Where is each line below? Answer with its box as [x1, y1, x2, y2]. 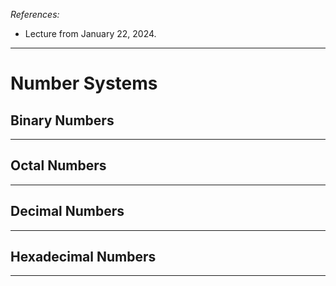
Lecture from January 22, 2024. [24, 28, 157, 39]
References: [10, 9, 60, 20]
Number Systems [10, 72, 158, 95]
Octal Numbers [10, 157, 107, 174]
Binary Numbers [10, 112, 115, 129]
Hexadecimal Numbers [10, 249, 157, 266]
